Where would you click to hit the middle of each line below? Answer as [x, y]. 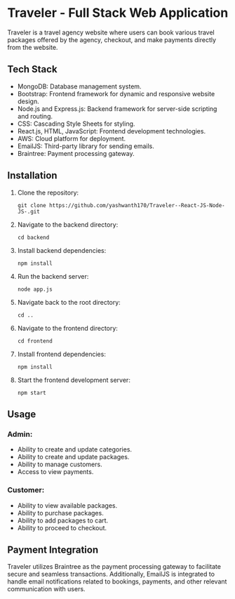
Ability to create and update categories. [74, 449]
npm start [32, 393]
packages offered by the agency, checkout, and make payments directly [112, 39]
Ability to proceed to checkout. [62, 527]
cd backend [33, 237]
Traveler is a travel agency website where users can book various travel [111, 32]
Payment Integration [53, 549]
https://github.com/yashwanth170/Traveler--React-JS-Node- [137, 205]
